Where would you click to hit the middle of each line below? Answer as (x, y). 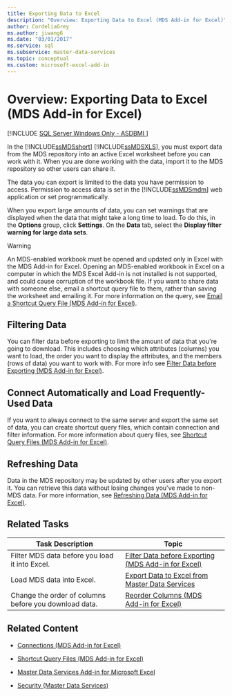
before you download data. (54, 604)
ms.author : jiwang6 (35, 33)
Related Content (43, 629)
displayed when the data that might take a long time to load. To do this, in (111, 217)
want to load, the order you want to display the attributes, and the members (115, 356)
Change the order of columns (58, 595)
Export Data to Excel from (167, 575)
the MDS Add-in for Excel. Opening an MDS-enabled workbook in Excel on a (116, 266)
